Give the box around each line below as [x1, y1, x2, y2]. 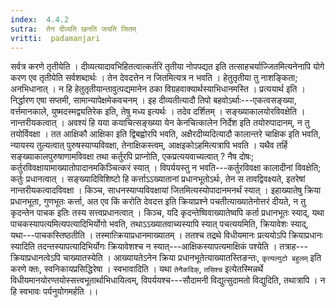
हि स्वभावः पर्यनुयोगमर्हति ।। [10, 286, 99, 298]
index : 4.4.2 [10, 14, 70, 25]
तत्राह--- [279, 241, 308, 253]
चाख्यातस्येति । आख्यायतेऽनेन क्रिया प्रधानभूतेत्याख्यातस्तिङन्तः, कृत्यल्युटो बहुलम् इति [62, 252, 322, 264]
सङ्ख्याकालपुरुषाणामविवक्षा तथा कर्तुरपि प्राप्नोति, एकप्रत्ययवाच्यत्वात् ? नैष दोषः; [10, 151, 255, 163]
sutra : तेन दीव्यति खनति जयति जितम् [10, 24, 137, 34]
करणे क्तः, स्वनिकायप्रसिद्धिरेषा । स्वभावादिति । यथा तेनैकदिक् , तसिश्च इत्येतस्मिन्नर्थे [10, 263, 264, 275]
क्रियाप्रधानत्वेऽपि [10, 252, 61, 264]
